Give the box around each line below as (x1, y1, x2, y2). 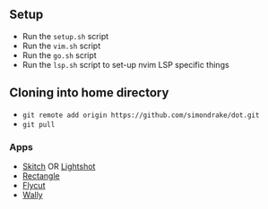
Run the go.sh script (22, 49, 97, 61)
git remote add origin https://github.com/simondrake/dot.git (22, 111, 260, 120)
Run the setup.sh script (22, 30, 109, 41)
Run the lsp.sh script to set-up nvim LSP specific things (22, 59, 230, 70)
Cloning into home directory (9, 85, 169, 101)
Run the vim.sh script (22, 40, 101, 51)
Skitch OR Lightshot (22, 161, 96, 171)
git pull (22, 120, 56, 129)
